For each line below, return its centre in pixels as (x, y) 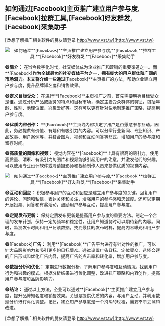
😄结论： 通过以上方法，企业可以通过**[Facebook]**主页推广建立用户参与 (80, 289)
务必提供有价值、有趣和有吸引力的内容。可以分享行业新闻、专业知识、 (84, 130)
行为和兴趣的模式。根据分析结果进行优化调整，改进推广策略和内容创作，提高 (82, 273)
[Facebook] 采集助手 (36, 27)
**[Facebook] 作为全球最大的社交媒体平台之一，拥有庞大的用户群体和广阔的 (81, 73)
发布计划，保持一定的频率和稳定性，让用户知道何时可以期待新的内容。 (84, 221)
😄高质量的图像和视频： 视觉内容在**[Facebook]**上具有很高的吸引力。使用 (82, 153)
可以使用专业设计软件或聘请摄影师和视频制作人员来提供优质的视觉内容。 (78, 165)
